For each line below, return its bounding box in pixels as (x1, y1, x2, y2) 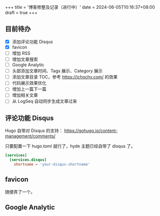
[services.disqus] (9, 157, 47, 163)
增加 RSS (12, 50, 31, 56)
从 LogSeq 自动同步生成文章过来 (12, 99, 77, 104)
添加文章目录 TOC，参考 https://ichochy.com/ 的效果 (12, 74, 118, 80)
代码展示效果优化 (12, 80, 47, 86)
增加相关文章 (12, 92, 38, 98)
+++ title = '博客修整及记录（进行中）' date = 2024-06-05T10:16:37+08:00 (5, 4, 155, 10)
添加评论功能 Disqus (12, 38, 53, 45)
